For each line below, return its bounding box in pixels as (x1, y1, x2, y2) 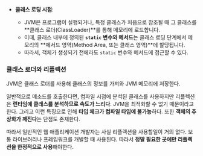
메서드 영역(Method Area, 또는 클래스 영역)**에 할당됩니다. (45, 42, 185, 48)
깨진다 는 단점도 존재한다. (22, 116, 80, 123)
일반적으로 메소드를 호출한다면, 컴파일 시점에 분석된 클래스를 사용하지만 (6, 93, 174, 100)
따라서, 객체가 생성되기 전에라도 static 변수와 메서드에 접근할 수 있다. (24, 49, 188, 56)
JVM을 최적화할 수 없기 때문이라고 (112, 101, 195, 108)
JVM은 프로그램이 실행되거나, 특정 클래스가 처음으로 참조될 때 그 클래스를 (24, 19, 197, 26)
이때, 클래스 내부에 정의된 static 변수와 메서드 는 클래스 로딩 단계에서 (24, 34, 187, 41)
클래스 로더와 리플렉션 (6, 65, 66, 73)
